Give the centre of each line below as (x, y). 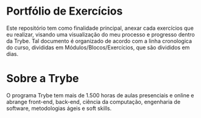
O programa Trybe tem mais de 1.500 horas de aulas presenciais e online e (100, 95)
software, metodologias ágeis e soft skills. (59, 108)
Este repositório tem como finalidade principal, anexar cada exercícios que (100, 28)
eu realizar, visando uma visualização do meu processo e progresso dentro (100, 34)
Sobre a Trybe (43, 79)
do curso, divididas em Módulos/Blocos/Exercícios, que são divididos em (98, 47)
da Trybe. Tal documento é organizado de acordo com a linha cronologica (99, 41)
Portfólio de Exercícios (65, 11)
